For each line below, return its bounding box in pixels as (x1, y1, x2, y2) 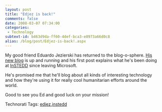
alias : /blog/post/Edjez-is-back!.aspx (5, 39, 86, 44)
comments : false (5, 16, 38, 21)
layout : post (5, 7, 32, 12)
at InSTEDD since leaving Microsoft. (5, 62, 78, 68)
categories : (5, 25, 29, 30)
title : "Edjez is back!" (5, 12, 56, 17)
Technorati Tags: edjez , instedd (5, 101, 67, 107)
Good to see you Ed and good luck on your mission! (5, 92, 109, 97)
